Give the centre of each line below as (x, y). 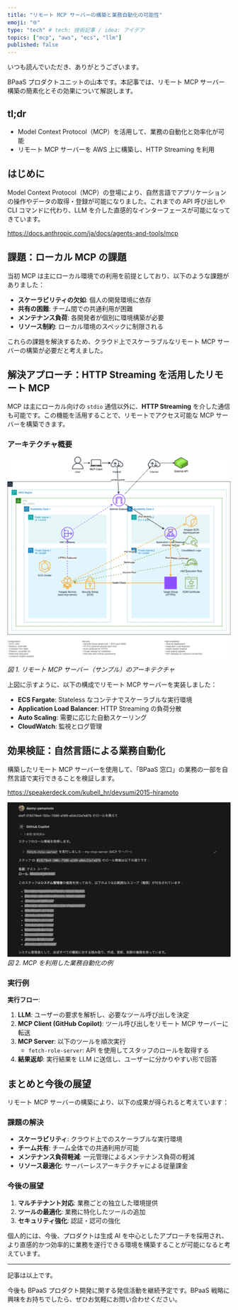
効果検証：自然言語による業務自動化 (86, 751)
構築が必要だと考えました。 (66, 350)
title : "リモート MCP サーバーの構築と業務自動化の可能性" (85, 15)
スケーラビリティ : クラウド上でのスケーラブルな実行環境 (100, 1139)
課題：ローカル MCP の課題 (67, 257)
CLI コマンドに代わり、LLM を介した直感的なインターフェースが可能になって (119, 210)
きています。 (26, 219)
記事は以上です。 (32, 1275)
